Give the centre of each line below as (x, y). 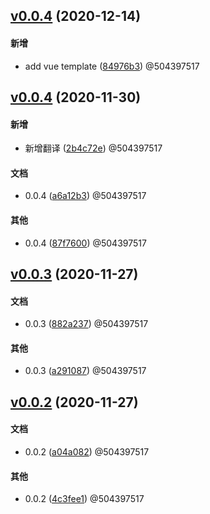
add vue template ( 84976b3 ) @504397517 (112, 66)
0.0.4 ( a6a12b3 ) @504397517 (85, 196)
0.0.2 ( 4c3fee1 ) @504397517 (84, 499)
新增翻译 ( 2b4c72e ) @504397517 (93, 148)
